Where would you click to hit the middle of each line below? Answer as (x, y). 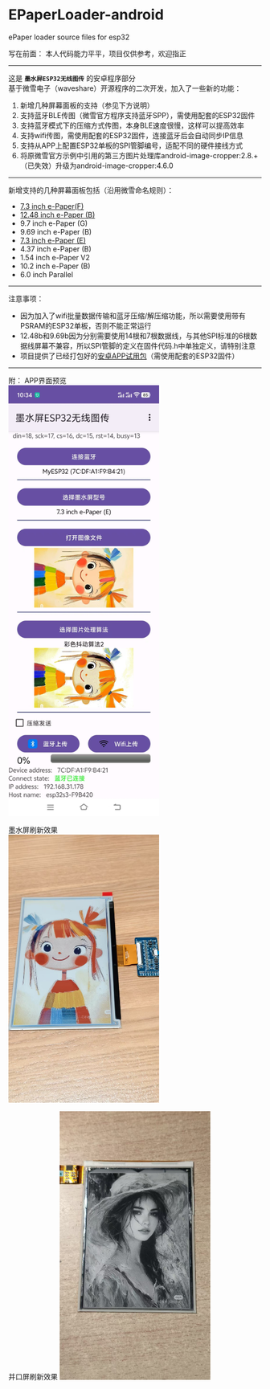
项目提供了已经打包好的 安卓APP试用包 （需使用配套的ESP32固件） (129, 356)
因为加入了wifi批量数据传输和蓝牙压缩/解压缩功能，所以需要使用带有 (133, 316)
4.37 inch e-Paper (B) (56, 249)
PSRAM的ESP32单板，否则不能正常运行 (86, 325)
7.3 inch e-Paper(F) (52, 206)
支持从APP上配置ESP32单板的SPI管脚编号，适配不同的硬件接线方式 (131, 145)
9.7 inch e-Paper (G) (54, 223)
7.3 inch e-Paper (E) (53, 240)
